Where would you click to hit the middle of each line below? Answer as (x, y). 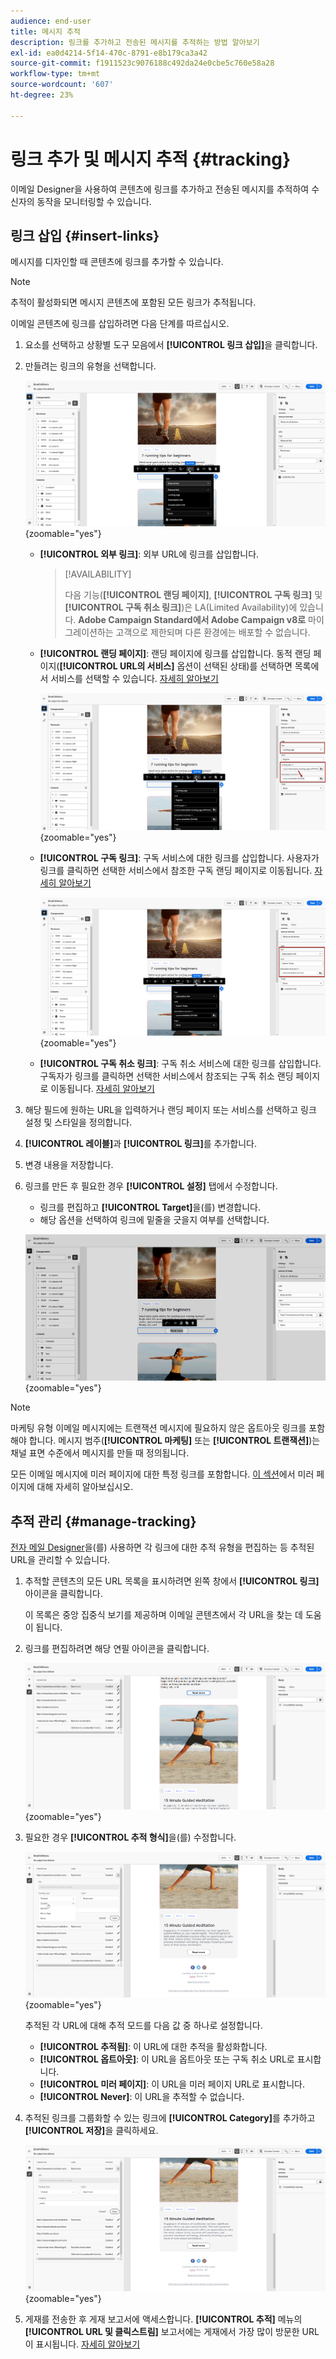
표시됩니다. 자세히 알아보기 (88, 2344)
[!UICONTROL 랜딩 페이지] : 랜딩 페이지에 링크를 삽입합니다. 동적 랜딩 (175, 654)
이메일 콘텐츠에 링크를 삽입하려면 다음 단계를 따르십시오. (120, 324)
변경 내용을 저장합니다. (69, 1165)
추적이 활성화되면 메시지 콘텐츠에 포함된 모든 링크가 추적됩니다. (133, 302)
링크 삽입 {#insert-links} (85, 235)
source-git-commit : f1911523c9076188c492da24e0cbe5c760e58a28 (142, 63)
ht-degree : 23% (42, 95)
